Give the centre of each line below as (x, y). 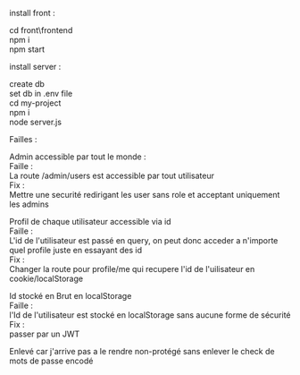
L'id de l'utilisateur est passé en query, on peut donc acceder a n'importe (144, 240)
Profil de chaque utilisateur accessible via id (90, 222)
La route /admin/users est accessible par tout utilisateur (112, 175)
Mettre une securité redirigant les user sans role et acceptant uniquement (145, 195)
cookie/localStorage (46, 278)
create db (27, 84)
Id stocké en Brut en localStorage (71, 296)
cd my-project (35, 103)
